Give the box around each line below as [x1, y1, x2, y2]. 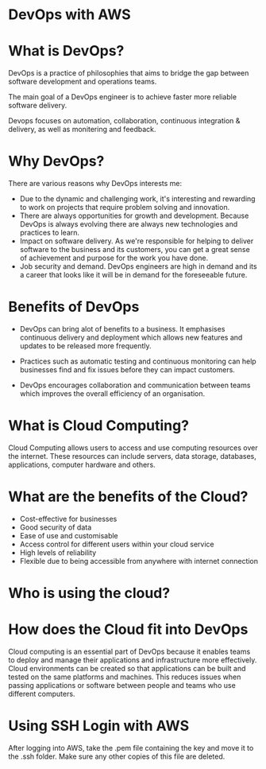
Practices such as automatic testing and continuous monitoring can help [19, 356, 256, 366]
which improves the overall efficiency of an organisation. [19, 389, 206, 398]
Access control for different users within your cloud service [19, 539, 214, 549]
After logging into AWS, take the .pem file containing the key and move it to [8, 743, 254, 752]
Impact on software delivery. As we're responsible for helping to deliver [19, 236, 254, 246]
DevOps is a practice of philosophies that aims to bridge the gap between [8, 68, 249, 78]
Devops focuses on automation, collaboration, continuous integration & [8, 116, 241, 126]
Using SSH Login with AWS [8, 717, 189, 735]
